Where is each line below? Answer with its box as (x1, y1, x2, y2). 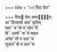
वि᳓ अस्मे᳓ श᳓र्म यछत (5, 30, 38, 36)
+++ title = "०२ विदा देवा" (5, 5, 50, 10)
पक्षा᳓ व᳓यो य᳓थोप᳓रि (5, 25, 38, 31)
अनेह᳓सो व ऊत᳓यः (5, 36, 35, 41)
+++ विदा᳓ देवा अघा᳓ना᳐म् (5, 14, 52, 20)
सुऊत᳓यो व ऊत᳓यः (5, 41, 35, 47)
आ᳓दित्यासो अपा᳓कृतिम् (5, 20, 41, 25)
